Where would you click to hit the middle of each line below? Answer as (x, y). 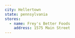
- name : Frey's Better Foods (40, 23)
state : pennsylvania (26, 14)
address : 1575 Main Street (42, 28)
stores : (13, 19)
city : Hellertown (23, 10)
